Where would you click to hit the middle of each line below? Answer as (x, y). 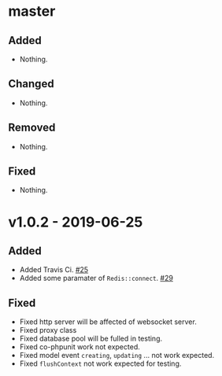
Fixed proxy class (48, 330)
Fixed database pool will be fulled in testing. (91, 339)
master (32, 11)
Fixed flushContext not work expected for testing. (100, 363)
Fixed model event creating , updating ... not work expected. (117, 356)
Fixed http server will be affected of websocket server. (108, 322)
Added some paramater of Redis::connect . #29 (96, 278)
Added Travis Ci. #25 (54, 270)
